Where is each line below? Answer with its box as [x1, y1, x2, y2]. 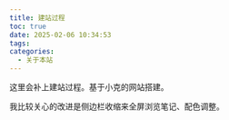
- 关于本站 [17, 55, 54, 65]
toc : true [9, 22, 47, 31]
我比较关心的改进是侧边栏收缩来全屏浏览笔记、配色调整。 [9, 101, 224, 112]
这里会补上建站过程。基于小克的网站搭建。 [9, 82, 169, 92]
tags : [9, 38, 30, 48]
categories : [9, 47, 55, 56]
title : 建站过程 [9, 13, 65, 23]
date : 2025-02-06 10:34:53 [9, 30, 112, 39]
